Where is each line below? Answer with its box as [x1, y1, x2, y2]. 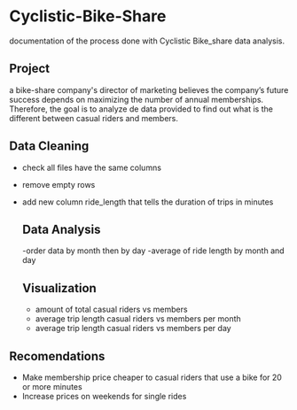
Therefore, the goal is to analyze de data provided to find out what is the [9, 104, 273, 114]
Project [9, 61, 51, 76]
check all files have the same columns [21, 162, 162, 173]
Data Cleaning [9, 139, 90, 154]
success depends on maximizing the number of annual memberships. [9, 94, 264, 104]
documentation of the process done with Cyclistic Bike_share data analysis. [9, 35, 285, 46]
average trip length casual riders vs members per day [35, 323, 232, 334]
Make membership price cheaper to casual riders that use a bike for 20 [21, 372, 282, 383]
